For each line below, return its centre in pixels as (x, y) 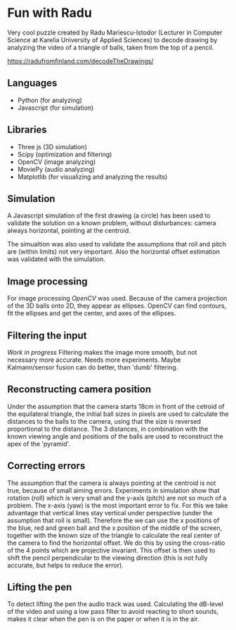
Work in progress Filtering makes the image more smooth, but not (102, 352)
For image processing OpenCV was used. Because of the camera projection (117, 298)
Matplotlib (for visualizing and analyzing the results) (92, 177)
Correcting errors (46, 466)
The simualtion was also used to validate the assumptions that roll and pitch (117, 244)
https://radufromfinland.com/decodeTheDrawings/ (80, 61)
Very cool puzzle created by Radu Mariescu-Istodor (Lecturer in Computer (115, 32)
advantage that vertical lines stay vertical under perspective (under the (110, 512)
